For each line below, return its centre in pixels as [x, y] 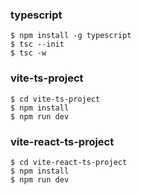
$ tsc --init [37, 44]
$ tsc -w [28, 53]
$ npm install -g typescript [71, 36]
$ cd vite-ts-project [55, 99]
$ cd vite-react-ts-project [69, 162]
